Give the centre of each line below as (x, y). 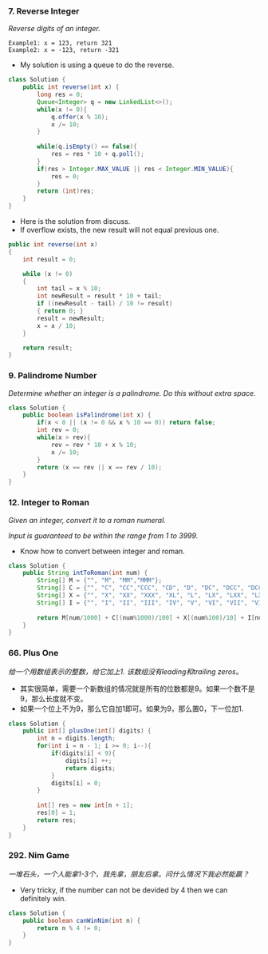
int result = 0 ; (50, 259)
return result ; (48, 348)
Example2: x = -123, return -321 (64, 50)
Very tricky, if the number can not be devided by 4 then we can (124, 890)
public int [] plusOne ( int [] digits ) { (87, 731)
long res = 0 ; (60, 95)
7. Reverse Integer (44, 11)
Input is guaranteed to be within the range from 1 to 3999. (103, 535)
